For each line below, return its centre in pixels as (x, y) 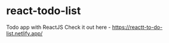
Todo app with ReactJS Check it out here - (59, 27)
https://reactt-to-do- (137, 27)
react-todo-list (44, 11)
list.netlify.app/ (24, 33)
